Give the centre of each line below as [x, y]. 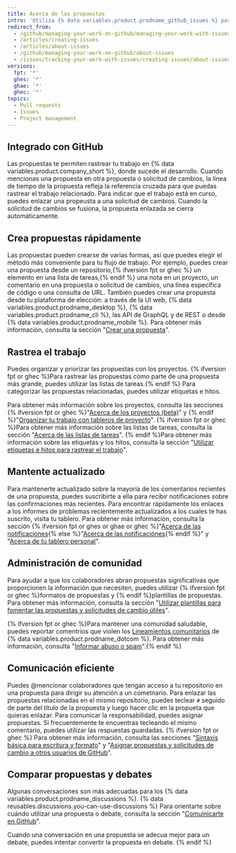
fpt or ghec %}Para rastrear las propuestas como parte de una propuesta [113, 376]
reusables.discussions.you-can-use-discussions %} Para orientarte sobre [114, 807]
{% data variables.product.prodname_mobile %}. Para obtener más [105, 322]
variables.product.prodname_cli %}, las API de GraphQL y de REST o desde [117, 315]
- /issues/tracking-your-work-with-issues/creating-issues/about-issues [122, 60]
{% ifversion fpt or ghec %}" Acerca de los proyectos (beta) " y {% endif [111, 413]
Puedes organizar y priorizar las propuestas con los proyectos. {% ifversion [117, 369]
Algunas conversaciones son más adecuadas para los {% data [98, 791]
